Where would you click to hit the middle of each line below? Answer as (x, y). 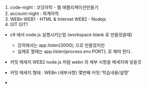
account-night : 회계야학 (34, 13)
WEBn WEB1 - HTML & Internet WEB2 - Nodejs (58, 19)
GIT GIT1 (19, 24)
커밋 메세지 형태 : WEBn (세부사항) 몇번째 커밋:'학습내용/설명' (70, 73)
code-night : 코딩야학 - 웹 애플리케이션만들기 (54, 7)
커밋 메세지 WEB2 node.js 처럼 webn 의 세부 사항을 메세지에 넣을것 (76, 62)
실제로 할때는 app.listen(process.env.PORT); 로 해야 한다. (74, 51)
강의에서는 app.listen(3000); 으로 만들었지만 (61, 45)
